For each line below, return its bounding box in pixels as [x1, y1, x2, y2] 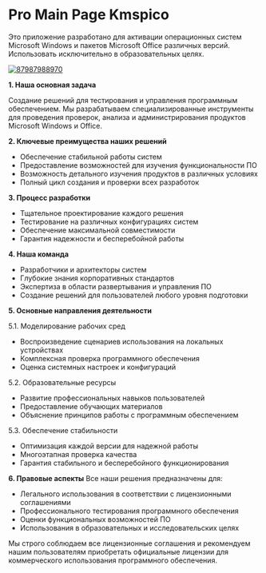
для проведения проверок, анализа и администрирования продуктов [8, 112, 246, 121]
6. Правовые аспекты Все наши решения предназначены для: [8, 473, 223, 483]
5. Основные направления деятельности [8, 305, 152, 315]
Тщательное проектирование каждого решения [19, 208, 184, 217]
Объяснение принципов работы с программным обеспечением [19, 410, 239, 420]
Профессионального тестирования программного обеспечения [19, 506, 239, 515]
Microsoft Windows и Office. [8, 121, 102, 130]
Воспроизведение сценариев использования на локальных [19, 336, 224, 346]
